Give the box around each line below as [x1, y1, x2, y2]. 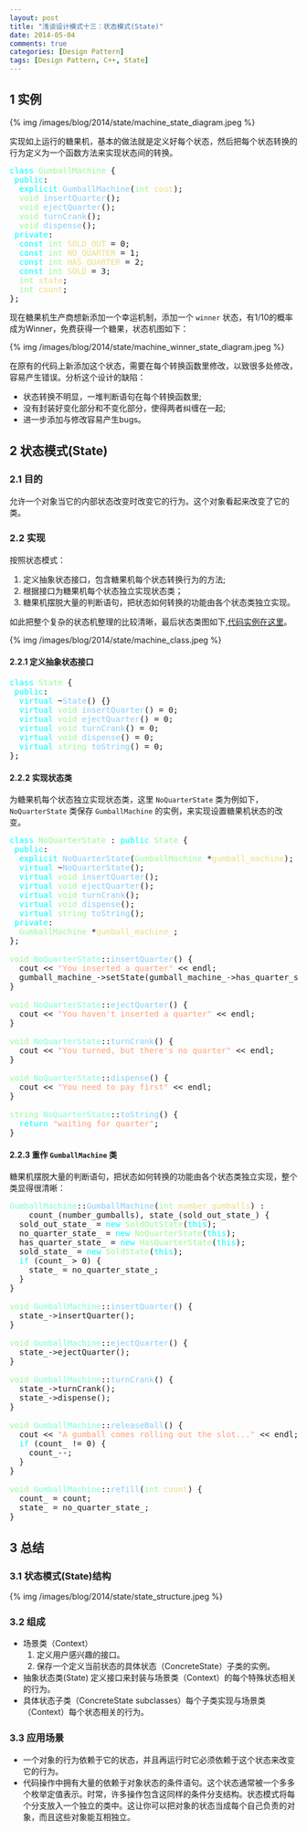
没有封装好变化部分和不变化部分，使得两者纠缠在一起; [22, 402, 227, 413]
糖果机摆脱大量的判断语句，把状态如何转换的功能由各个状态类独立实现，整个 [9, 1171, 298, 1182]
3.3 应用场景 [9, 1731, 65, 1744]
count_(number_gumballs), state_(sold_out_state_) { [28, 1210, 270, 1220]
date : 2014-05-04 [9, 30, 76, 39]
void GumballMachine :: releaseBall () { [9, 1421, 184, 1431]
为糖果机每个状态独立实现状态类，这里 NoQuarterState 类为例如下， [9, 794, 264, 805]
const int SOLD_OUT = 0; [18, 239, 131, 249]
